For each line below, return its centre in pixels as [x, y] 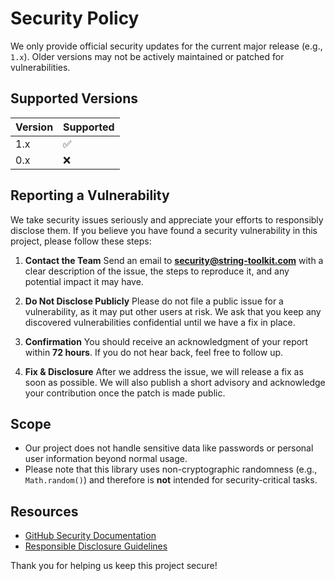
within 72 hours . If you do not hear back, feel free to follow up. [154, 352]
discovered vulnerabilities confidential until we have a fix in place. [160, 322]
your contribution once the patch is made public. [125, 393]
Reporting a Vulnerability [90, 195]
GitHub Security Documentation [90, 536]
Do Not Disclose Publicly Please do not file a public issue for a [154, 301]
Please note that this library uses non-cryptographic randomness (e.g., [171, 469]
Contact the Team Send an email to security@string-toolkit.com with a [174, 260]
